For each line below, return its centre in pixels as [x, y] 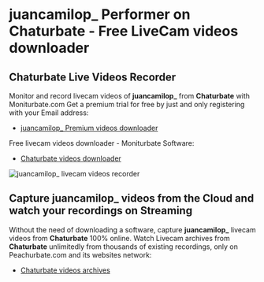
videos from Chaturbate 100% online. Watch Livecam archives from [120, 238]
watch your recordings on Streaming [100, 211]
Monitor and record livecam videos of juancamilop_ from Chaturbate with [130, 96]
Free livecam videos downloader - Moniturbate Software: [102, 143]
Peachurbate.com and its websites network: [80, 254]
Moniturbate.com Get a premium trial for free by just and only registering [127, 104]
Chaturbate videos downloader [71, 158]
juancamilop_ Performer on [100, 15]
